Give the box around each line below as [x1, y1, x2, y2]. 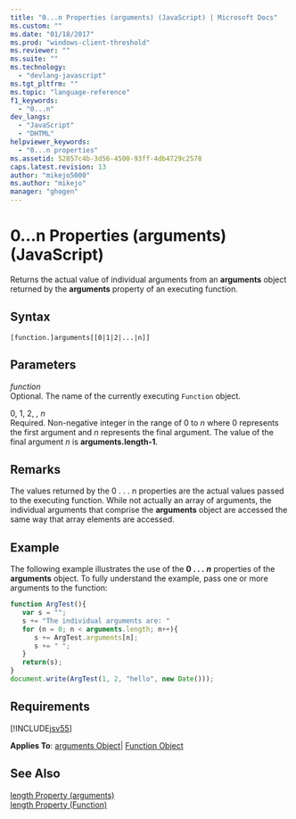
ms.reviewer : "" [10, 46, 70, 55]
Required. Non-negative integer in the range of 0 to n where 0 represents [10, 417, 279, 428]
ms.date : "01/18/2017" [10, 29, 95, 38]
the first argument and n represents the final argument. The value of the [10, 426, 275, 437]
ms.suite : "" [10, 54, 59, 63]
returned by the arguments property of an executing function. [10, 283, 239, 294]
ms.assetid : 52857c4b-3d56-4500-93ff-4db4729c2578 [10, 153, 202, 163]
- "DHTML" [18, 129, 54, 138]
